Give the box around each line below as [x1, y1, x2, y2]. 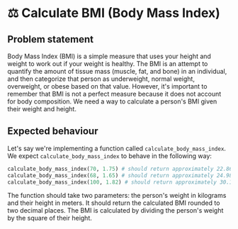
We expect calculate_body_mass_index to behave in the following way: [7, 151, 212, 160]
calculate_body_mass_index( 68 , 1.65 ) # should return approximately [7, 172, 214, 179]
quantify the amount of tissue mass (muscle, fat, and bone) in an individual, [7, 67, 227, 75]
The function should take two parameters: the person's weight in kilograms [7, 191, 227, 200]
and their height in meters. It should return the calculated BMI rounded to [7, 199, 220, 207]
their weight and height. [7, 105, 76, 113]
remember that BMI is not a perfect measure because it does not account [7, 90, 222, 98]
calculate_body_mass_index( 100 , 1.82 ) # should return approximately [7, 179, 217, 186]
